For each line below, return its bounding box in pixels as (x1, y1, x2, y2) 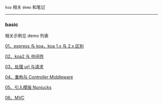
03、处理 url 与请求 (5, 64, 44, 70)
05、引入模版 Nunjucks (5, 85, 52, 90)
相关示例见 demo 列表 (5, 33, 49, 39)
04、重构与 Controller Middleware (5, 74, 73, 80)
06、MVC (5, 95, 25, 101)
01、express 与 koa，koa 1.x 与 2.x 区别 (5, 43, 84, 49)
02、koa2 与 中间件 (5, 53, 44, 59)
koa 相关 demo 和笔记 (5, 4, 45, 10)
